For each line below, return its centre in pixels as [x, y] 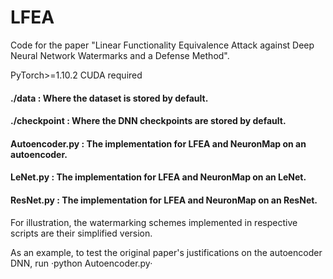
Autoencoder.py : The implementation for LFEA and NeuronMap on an [158, 143]
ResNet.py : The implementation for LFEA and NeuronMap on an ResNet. [164, 200]
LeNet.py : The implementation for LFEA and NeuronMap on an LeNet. [158, 177]
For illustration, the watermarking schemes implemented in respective [154, 222]
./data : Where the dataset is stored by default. [109, 98]
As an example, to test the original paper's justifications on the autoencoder [166, 252]
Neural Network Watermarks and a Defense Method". [120, 55]
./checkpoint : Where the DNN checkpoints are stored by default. [148, 121]
